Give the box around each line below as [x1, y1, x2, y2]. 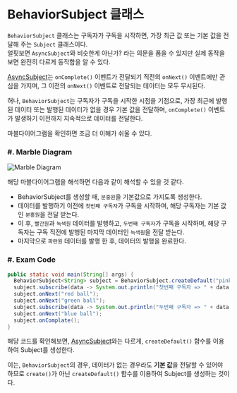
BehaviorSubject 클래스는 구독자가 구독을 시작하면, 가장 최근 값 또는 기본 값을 [7, 31, 222, 40]
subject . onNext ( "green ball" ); [13, 297, 106, 304]
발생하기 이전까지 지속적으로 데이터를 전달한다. [14, 114, 143, 122]
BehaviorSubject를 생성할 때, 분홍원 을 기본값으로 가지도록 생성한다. [17, 193, 202, 201]
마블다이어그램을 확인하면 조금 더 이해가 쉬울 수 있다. [7, 128, 152, 138]
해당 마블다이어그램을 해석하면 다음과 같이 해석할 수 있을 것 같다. [7, 178, 185, 186]
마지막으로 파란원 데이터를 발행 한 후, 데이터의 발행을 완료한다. [17, 237, 187, 246]
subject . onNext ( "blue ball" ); [13, 310, 102, 318]
